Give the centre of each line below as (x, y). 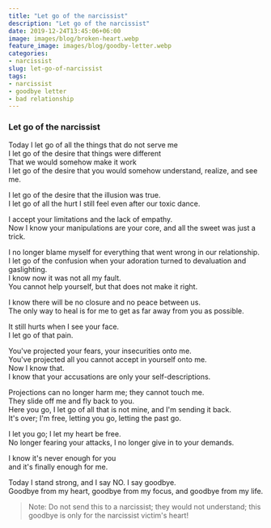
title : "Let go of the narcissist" (68, 16)
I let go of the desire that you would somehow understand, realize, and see (133, 170)
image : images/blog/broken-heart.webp (74, 38)
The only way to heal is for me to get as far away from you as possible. (126, 311)
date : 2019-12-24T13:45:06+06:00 (65, 31)
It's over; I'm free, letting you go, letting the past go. (95, 418)
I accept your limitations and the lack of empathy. (91, 219)
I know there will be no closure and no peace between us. (104, 302)
